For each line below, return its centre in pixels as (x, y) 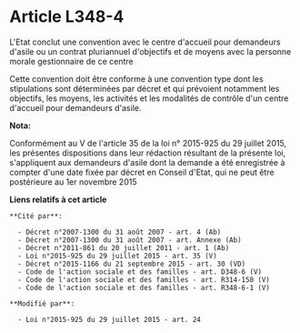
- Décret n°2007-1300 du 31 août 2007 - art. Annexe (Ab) (130, 240)
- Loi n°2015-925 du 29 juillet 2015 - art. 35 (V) (118, 256)
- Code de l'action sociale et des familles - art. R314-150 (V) (144, 279)
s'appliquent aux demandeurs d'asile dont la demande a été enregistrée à (147, 162)
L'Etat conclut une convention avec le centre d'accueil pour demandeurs (145, 42)
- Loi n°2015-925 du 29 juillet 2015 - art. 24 (110, 319)
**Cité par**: (36, 216)
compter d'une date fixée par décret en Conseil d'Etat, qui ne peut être (142, 172)
